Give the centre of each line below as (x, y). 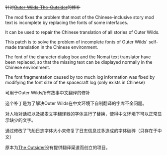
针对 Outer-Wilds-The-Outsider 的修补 (43, 7)
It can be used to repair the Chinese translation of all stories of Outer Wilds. (83, 32)
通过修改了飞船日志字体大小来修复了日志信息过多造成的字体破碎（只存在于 (81, 131)
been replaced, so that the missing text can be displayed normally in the (79, 62)
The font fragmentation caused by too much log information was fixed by (80, 77)
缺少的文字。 (22, 120)
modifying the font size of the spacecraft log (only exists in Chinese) (75, 82)
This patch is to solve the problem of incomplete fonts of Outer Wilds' (76, 42)
